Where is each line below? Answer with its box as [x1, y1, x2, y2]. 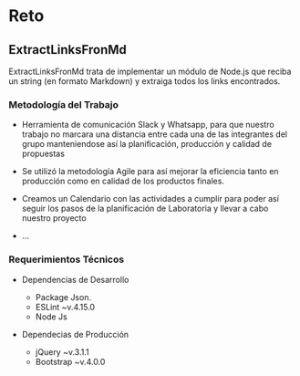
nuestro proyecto [21, 213, 88, 224]
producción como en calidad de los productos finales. [21, 175, 225, 187]
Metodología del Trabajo [8, 98, 119, 110]
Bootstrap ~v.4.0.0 [35, 356, 106, 367]
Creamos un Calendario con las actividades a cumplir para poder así [21, 193, 280, 204]
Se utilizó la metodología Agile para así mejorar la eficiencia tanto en [21, 166, 279, 177]
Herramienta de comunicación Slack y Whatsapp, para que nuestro [21, 120, 274, 131]
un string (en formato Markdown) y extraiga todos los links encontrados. [8, 76, 281, 87]
